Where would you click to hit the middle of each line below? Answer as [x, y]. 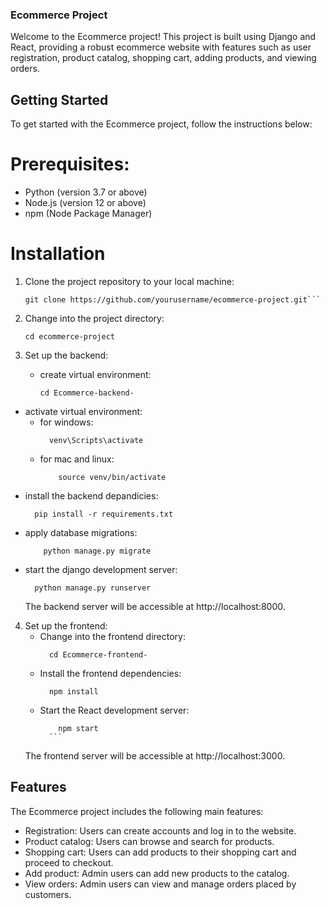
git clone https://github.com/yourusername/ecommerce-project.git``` [173, 299]
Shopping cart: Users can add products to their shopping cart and [160, 852]
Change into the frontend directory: [112, 636]
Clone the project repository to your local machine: [129, 281]
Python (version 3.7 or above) [86, 192]
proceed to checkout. [69, 862]
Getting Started [59, 99]
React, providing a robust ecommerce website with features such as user [161, 47]
